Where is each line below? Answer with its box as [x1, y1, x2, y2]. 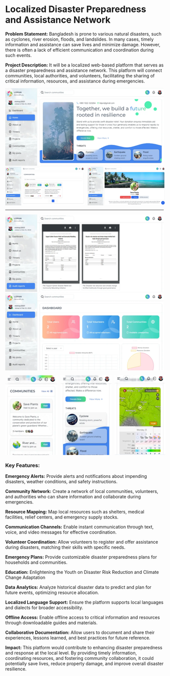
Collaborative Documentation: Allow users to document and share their [5, 629, 155, 635]
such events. [5, 52, 32, 58]
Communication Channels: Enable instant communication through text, [5, 524, 154, 530]
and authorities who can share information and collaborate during [5, 493, 141, 499]
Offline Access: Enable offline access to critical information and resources [5, 614, 160, 620]
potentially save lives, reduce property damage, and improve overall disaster [5, 660, 164, 666]
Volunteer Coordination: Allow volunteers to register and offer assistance [5, 539, 158, 545]
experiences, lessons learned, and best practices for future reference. [5, 635, 151, 641]
